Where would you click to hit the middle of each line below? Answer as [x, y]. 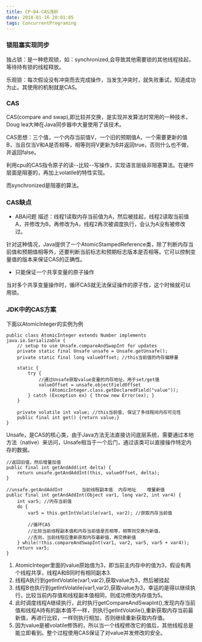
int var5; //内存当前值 [44, 501]
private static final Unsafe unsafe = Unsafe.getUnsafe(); [93, 351]
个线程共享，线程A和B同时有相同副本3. [63, 572]
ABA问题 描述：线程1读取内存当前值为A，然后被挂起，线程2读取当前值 [102, 216]
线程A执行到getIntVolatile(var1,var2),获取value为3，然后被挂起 [92, 580]
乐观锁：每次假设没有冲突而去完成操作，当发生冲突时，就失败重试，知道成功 [101, 79]
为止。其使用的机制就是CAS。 [43, 87]
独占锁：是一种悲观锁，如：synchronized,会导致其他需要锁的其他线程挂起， [100, 59]
